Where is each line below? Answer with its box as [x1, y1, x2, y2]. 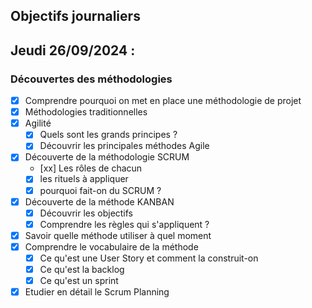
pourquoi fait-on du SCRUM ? [39, 184, 162, 196]
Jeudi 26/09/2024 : [10, 42, 136, 59]
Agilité [24, 117, 52, 129]
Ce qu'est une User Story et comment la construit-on [39, 252, 259, 264]
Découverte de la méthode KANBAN [24, 195, 175, 208]
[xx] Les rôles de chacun [39, 162, 143, 174]
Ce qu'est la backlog [39, 263, 125, 275]
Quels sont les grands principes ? [39, 129, 178, 141]
